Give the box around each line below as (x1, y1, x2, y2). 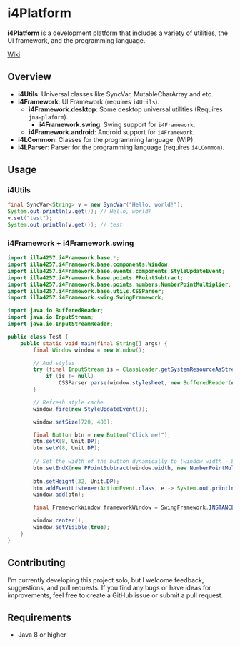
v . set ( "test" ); (7, 214, 53, 222)
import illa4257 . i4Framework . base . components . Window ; (7, 261, 171, 269)
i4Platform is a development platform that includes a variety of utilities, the (7, 29, 229, 37)
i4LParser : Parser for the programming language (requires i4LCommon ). (17, 143, 225, 151)
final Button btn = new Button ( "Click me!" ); (33, 431, 171, 439)
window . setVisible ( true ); (33, 524, 111, 531)
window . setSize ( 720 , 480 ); (33, 418, 114, 426)
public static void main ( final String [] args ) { (20, 339, 168, 347)
